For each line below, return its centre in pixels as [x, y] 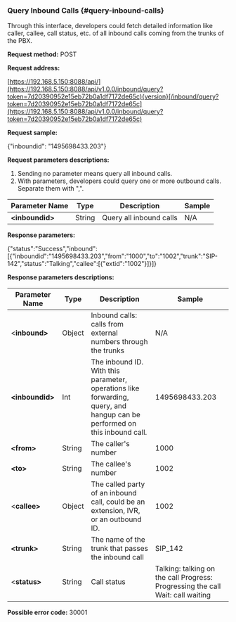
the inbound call [117, 557]
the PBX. [20, 41]
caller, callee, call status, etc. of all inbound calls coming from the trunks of [116, 33]
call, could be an [118, 502]
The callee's [111, 464]
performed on [114, 424]
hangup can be [116, 415]
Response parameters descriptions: [61, 277]
